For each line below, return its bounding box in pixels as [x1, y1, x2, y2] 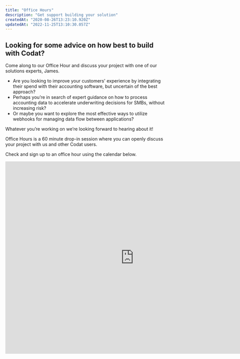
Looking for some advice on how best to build [5, 41, 154, 49]
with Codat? [5, 49, 45, 57]
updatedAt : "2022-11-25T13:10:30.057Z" [5, 22, 91, 27]
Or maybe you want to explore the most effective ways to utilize [12, 111, 148, 117]
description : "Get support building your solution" [5, 12, 118, 17]
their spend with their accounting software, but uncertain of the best [12, 83, 157, 90]
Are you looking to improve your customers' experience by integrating [12, 78, 161, 84]
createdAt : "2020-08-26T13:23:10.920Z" [5, 17, 91, 22]
